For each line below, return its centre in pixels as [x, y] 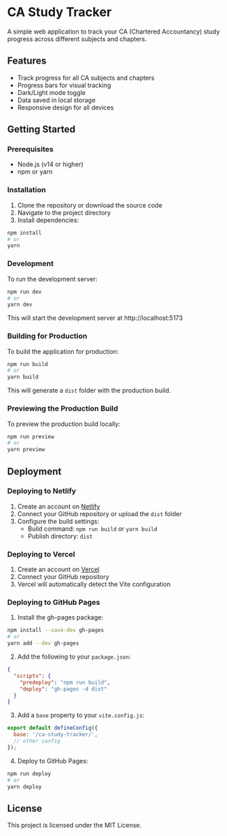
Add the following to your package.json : [74, 657]
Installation [27, 190]
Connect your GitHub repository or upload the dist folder [100, 513]
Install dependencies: [48, 220]
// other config [37, 741]
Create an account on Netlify [58, 506]
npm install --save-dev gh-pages [56, 630]
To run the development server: [52, 279]
